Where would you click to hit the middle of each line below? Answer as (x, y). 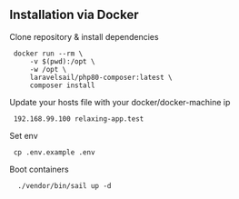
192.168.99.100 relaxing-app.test (79, 119)
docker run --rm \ (48, 54)
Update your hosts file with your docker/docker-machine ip (120, 102)
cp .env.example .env (54, 152)
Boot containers (40, 169)
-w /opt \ (48, 69)
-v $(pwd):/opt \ (62, 61)
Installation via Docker (74, 15)
